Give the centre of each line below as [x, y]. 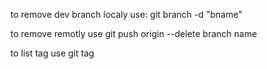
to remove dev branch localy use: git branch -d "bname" [126, 14]
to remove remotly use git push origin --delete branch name [134, 33]
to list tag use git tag [52, 53]
